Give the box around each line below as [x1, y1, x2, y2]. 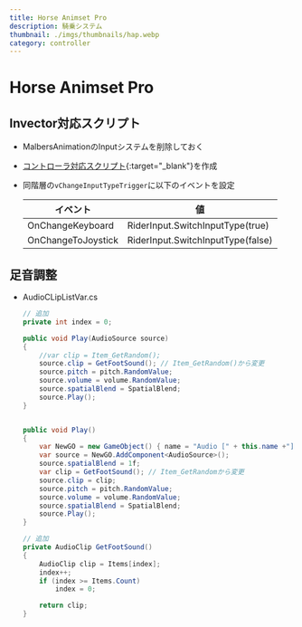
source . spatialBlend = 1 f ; [39, 459, 141, 469]
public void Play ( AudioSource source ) [22, 334, 169, 343]
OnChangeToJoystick [26, 234, 119, 247]
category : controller [9, 38, 91, 48]
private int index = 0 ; [22, 318, 113, 327]
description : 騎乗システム [9, 22, 103, 31]
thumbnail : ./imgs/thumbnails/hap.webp [9, 30, 160, 39]
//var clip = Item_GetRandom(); [39, 350, 161, 360]
